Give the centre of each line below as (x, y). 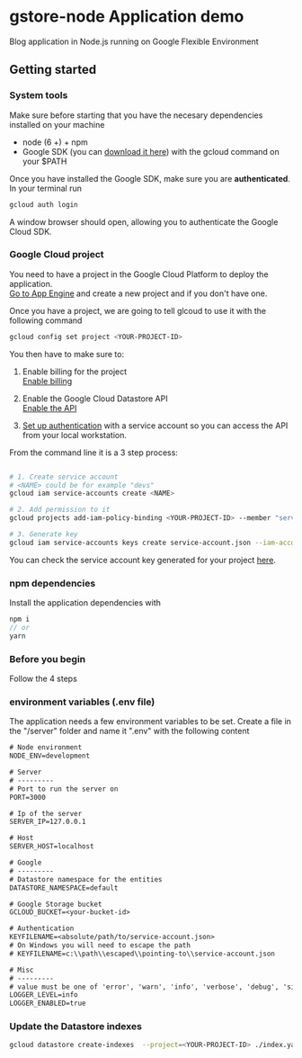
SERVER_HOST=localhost (52, 847)
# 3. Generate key (44, 534)
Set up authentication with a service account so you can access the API (155, 426)
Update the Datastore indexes (75, 1027)
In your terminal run (46, 188)
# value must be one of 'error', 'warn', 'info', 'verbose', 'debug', (144, 987)
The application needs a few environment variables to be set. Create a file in (151, 722)
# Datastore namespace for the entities (86, 879)
